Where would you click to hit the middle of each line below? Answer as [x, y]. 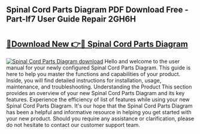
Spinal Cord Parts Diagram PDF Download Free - [97, 10]
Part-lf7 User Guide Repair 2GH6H [71, 19]
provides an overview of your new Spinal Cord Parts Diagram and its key [96, 93]
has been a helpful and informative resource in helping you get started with [99, 112]
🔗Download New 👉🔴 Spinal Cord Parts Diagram [97, 44]
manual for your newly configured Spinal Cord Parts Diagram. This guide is [99, 68]
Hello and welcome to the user [142, 61]
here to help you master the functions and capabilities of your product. [93, 74]
